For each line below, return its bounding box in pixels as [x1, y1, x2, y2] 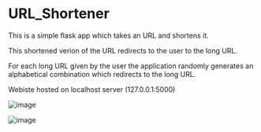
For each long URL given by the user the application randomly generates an [8, 60, 254, 71]
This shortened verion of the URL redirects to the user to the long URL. [8, 46, 238, 55]
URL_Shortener [8, 5, 110, 23]
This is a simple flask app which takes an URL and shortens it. [8, 31, 209, 40]
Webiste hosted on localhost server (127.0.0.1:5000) [8, 84, 176, 94]
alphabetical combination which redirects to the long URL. [8, 69, 196, 79]
